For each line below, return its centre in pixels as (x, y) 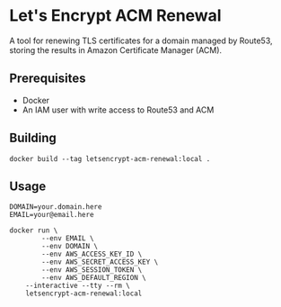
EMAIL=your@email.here (52, 215)
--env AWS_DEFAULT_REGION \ (94, 278)
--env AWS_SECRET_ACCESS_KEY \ (100, 262)
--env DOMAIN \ (70, 247)
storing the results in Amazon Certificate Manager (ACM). (116, 50)
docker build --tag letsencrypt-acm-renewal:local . (110, 158)
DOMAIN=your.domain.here (56, 207)
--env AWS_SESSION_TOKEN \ (92, 270)
